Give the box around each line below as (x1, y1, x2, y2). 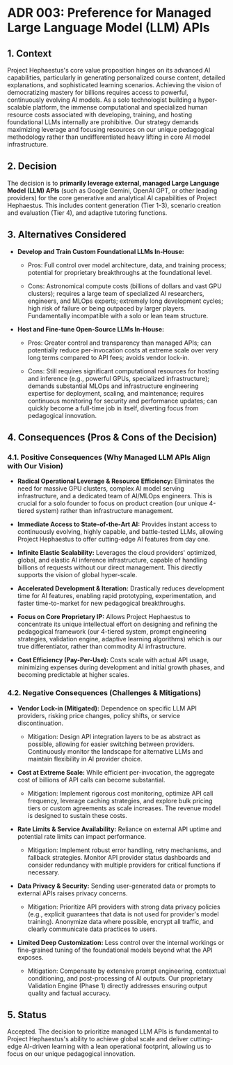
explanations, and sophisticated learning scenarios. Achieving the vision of (7, 81, 222, 89)
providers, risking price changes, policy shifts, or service (17, 711, 181, 720)
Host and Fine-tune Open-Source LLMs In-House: (17, 325, 165, 333)
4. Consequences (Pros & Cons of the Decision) (7, 431, 218, 444)
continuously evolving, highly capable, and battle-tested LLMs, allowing (17, 528, 223, 536)
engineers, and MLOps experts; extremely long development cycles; (27, 297, 224, 305)
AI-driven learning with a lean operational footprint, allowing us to (23, 1042, 211, 1051)
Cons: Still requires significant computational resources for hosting (27, 366, 219, 375)
